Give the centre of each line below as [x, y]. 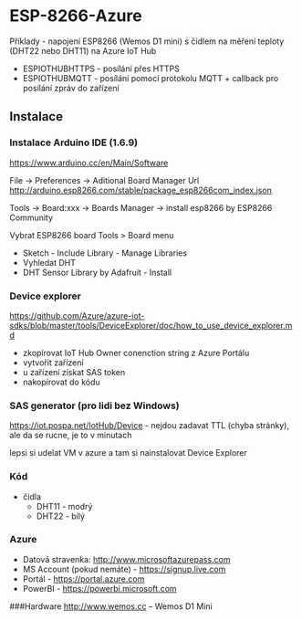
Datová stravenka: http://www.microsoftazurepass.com [126, 559]
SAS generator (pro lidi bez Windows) [94, 405]
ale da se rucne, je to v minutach [71, 436]
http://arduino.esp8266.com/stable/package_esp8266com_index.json [141, 190]
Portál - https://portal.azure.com [83, 579]
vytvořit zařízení [53, 363]
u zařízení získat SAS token [74, 372]
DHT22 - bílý [60, 516]
